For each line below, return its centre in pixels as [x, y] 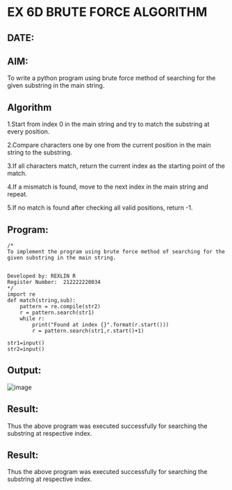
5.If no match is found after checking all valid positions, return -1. [100, 208]
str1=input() [26, 343]
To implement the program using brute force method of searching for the [116, 252]
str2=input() [26, 349]
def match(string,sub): [42, 301]
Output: [24, 371]
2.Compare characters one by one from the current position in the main [109, 145]
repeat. [17, 194]
